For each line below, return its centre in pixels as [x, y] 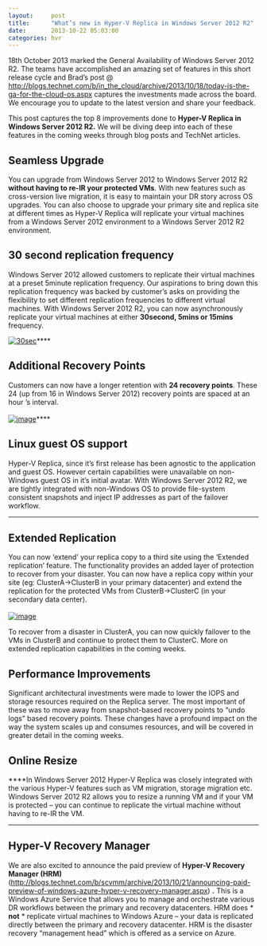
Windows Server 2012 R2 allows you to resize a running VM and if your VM [131, 796]
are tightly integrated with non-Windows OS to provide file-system [117, 489]
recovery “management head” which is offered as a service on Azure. [122, 932]
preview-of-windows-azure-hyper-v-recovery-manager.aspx [108, 890]
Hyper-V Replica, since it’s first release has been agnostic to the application [132, 463]
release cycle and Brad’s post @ [61, 77]
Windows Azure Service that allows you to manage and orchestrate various [132, 899]
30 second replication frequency [91, 255]
